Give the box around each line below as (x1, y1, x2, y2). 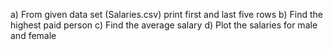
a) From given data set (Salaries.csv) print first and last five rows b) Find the (10, 9, 324, 20)
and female (10, 30, 57, 41)
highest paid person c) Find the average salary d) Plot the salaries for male (10, 19, 318, 31)
